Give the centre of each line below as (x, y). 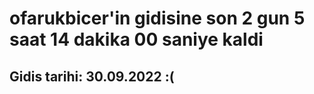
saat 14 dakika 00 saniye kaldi (136, 39)
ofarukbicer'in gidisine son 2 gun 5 (157, 18)
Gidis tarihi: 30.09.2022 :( (92, 76)
